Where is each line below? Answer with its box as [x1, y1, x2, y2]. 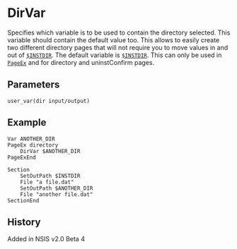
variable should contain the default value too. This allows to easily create [7, 35, 220, 44]
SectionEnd [7, 197, 40, 204]
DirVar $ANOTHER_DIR [20, 147, 81, 154]
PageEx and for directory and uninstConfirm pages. [7, 58, 154, 66]
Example [7, 116, 47, 128]
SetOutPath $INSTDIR [20, 172, 81, 179]
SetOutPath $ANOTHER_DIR [20, 185, 93, 192]
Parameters [7, 79, 60, 91]
